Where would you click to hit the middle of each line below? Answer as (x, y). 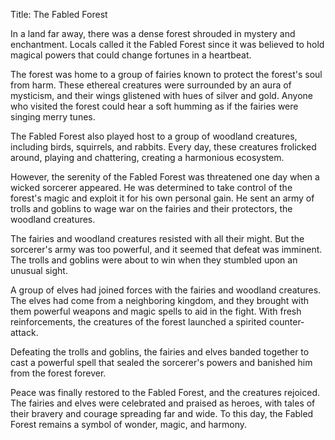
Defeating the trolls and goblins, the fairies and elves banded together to (160, 352)
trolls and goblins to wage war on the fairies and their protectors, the (151, 208)
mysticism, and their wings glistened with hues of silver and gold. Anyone (162, 95)
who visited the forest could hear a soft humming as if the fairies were (154, 106)
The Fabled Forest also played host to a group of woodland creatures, (154, 136)
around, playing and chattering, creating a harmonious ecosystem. (147, 157)
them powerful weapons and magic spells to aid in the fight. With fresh (156, 311)
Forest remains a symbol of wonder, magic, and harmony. (128, 424)
